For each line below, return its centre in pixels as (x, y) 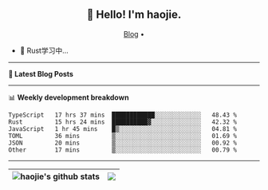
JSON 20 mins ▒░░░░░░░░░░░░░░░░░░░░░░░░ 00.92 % (123, 143)
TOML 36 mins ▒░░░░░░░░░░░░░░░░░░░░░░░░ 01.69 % (123, 136)
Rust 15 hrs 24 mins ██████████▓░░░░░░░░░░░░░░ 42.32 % (123, 122)
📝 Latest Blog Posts (41, 73)
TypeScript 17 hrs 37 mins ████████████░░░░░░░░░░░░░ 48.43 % (123, 115)
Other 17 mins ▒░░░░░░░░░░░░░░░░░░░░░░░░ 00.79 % (123, 150)
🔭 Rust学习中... (44, 50)
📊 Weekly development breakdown (69, 97)
